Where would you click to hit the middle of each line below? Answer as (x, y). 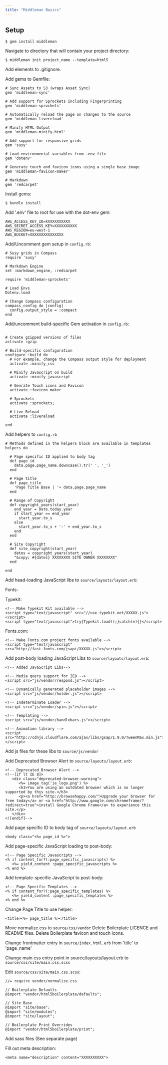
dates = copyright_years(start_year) (53, 553)
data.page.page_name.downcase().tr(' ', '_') (62, 466)
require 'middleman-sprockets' (38, 280)
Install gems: (18, 194)
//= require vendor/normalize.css (41, 981)
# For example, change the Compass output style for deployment (78, 359)
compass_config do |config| (34, 306)
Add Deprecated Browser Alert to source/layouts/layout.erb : (69, 761)
